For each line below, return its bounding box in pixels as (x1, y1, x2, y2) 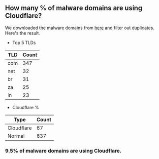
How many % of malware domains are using (5, 4, 143, 12)
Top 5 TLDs (12, 40, 36, 45)
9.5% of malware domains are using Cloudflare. (5, 147, 122, 154)
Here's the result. (5, 30, 40, 36)
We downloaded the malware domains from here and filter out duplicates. (5, 25, 155, 31)
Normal (7, 132, 25, 139)
